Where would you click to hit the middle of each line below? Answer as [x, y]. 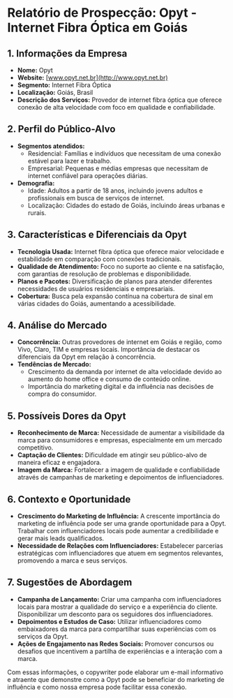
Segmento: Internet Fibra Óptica [64, 85]
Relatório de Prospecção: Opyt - [102, 13]
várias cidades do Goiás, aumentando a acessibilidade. [97, 303]
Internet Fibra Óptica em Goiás [98, 28]
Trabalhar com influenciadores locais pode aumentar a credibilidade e [118, 531]
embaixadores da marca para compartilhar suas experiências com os [116, 629]
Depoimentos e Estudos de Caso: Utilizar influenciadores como [110, 621]
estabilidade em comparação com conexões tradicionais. [99, 259]
